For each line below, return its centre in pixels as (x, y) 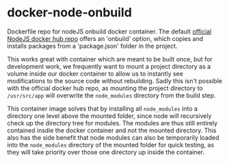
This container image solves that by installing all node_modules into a (103, 108)
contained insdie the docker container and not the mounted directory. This (112, 130)
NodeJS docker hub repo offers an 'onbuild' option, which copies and (105, 38)
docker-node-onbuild (69, 13)
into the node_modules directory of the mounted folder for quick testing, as (111, 145)
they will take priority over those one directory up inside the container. (106, 152)
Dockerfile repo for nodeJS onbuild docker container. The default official (109, 31)
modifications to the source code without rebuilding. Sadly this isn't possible (114, 80)
